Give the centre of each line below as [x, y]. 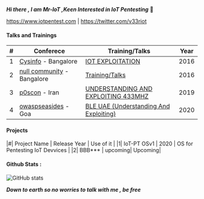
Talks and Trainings [32, 35]
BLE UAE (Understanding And [127, 106]
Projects [17, 130]
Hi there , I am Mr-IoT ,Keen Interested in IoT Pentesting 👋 [80, 9]
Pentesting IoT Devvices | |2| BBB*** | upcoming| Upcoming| [84, 150]
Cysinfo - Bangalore [48, 61]
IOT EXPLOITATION [113, 61]
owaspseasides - [44, 106]
